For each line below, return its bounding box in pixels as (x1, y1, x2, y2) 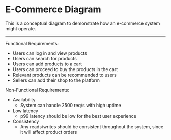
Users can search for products (12, 55, 77, 61)
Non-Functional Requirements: (5, 87, 70, 93)
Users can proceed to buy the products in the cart (12, 66, 118, 72)
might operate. (5, 25, 36, 31)
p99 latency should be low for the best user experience (20, 113, 136, 119)
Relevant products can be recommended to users (12, 72, 117, 78)
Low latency (12, 108, 38, 114)
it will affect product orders (20, 129, 77, 135)
